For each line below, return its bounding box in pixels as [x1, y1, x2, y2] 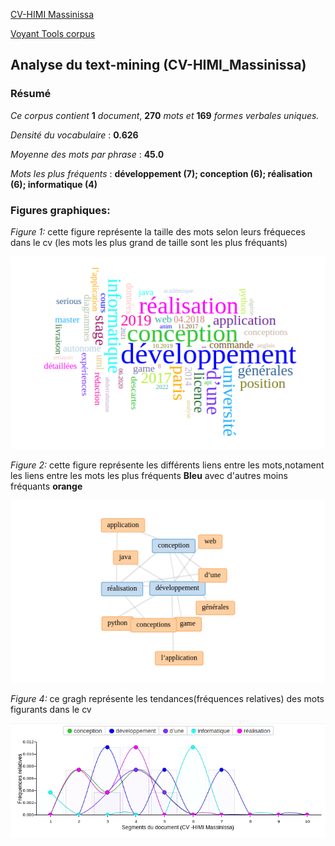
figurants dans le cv [10, 704, 92, 716]
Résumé [10, 87, 52, 101]
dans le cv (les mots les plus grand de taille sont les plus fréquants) [10, 236, 288, 248]
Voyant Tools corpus [10, 28, 96, 39]
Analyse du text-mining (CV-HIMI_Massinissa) [10, 57, 307, 74]
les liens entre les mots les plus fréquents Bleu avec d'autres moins [10, 470, 288, 482]
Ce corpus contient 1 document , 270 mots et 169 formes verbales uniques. [10, 109, 320, 121]
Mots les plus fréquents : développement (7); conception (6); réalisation [10, 167, 313, 179]
